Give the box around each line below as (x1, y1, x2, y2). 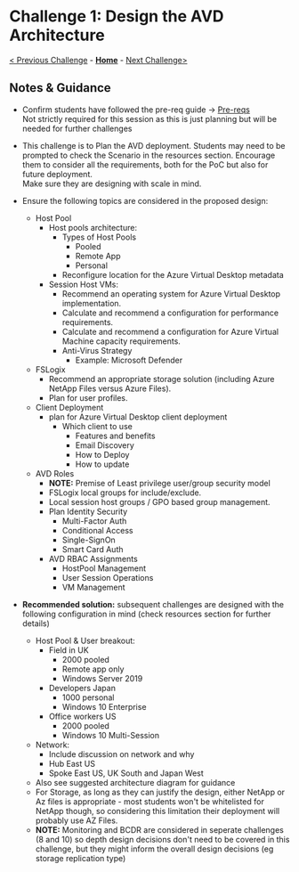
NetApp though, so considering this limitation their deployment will (35, 805, 280, 816)
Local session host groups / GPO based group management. (48, 496, 271, 507)
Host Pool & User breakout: (35, 635, 135, 646)
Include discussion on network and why (48, 748, 195, 759)
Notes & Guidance (9, 80, 111, 95)
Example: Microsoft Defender (75, 355, 183, 365)
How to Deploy (75, 449, 130, 460)
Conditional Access (61, 525, 133, 535)
